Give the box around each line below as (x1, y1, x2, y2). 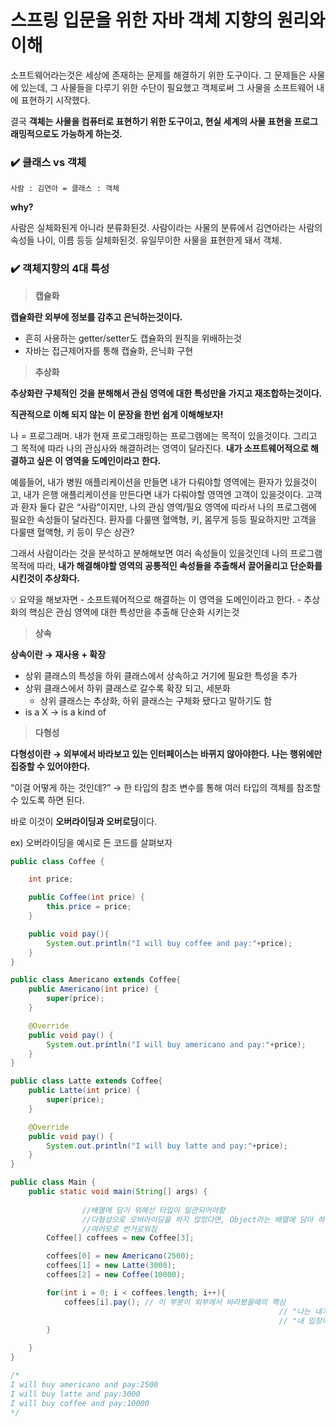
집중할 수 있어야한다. (10, 760, 91, 772)
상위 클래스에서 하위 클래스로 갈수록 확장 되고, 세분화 (24, 682, 231, 694)
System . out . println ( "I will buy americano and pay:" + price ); (46, 1039, 307, 1050)
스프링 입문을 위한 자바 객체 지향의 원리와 (10, 9, 326, 32)
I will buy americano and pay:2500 (10, 1379, 159, 1390)
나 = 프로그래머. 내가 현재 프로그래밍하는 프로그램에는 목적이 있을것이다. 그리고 (10, 429, 318, 441)
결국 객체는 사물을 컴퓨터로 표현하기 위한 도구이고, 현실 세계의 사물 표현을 (10, 115, 293, 127)
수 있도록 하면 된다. (10, 794, 85, 806)
